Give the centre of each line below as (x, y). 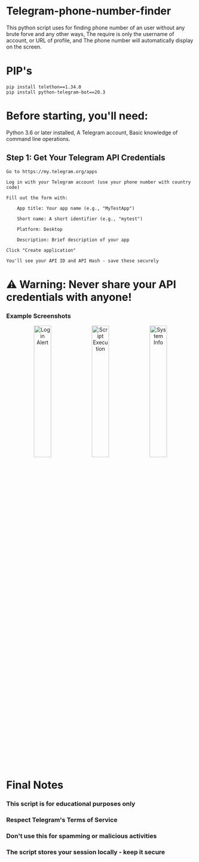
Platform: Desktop (40, 229)
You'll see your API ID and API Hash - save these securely (83, 261)
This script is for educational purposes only (71, 804)
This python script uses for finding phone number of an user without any (96, 28)
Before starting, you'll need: (77, 116)
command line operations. (38, 138)
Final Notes (35, 785)
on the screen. (24, 47)
